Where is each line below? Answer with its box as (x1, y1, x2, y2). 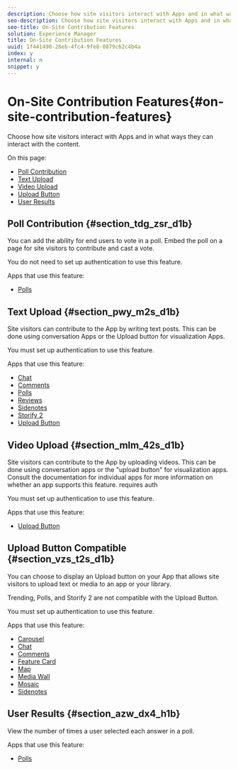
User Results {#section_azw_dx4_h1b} (7, 708, 181, 720)
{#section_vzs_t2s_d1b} (7, 554, 115, 566)
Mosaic (17, 680, 40, 688)
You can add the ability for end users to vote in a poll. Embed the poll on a (7, 237, 223, 245)
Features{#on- (135, 94, 225, 110)
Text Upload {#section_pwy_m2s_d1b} (7, 305, 181, 318)
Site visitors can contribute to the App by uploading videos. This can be (7, 458, 216, 466)
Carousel (17, 634, 45, 643)
